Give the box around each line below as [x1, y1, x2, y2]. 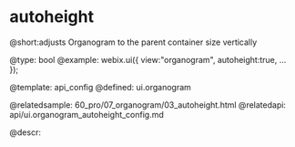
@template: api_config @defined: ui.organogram [9, 81, 191, 92]
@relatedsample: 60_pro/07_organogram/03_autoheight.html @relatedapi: [9, 99, 287, 110]
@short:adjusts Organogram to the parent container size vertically [9, 37, 258, 47]
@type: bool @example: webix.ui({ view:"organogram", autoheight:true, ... [9, 54, 287, 65]
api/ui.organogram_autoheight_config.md [9, 109, 164, 120]
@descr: [9, 126, 41, 138]
